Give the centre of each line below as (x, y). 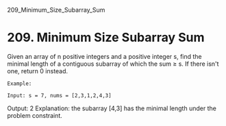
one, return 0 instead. (38, 71)
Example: (20, 84)
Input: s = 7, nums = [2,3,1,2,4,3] (59, 95)
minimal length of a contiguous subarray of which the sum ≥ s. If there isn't (113, 64)
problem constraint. (35, 115)
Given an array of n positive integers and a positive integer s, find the (104, 56)
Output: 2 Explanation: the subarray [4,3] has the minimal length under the (112, 108)
